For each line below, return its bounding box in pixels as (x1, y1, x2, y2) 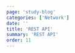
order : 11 (6, 37, 32, 43)
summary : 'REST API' (6, 32, 59, 38)
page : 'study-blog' (6, 9, 56, 15)
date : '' (6, 20, 29, 26)
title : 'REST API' (6, 26, 53, 32)
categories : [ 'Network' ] (6, 15, 70, 21)
